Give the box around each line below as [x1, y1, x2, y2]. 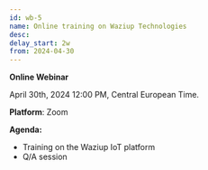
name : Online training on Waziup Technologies [9, 22, 187, 31]
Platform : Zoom [9, 107, 68, 118]
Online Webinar [9, 71, 69, 82]
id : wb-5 [9, 13, 42, 23]
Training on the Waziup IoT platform [22, 142, 156, 153]
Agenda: [9, 124, 42, 136]
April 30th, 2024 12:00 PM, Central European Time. [9, 90, 200, 100]
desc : [9, 30, 30, 39]
